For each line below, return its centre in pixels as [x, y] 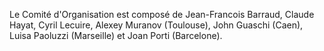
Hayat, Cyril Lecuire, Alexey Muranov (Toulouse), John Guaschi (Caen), [156, 25]
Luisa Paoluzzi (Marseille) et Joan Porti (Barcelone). [116, 35]
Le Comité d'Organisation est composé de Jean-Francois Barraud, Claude [162, 14]
